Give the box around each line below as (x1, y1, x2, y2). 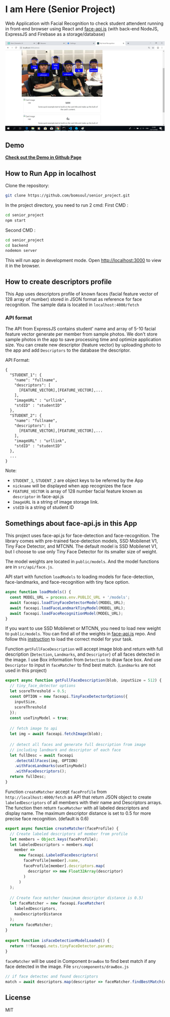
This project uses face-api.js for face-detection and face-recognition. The (5, 533, 159, 539)
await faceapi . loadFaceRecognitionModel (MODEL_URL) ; (10, 611, 123, 616)
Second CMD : (5, 227, 36, 233)
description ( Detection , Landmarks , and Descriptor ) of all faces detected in (5, 651, 160, 657)
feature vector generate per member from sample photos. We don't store (5, 331, 158, 337)
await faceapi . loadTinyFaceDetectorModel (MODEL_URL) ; (10, 600, 125, 605)
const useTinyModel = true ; (10, 715, 69, 721)
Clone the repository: (5, 182, 50, 189)
